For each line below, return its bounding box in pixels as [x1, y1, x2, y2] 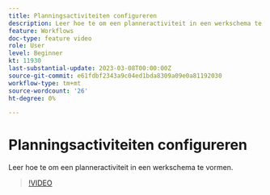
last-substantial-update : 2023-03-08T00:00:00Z [8, 64, 172, 73]
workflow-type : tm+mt [8, 79, 82, 87]
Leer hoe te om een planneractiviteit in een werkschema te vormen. [8, 163, 234, 172]
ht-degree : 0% [8, 94, 57, 102]
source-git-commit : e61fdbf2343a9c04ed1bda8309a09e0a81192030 [8, 72, 222, 80]
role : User [8, 42, 45, 50]
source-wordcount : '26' [8, 86, 89, 95]
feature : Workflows [8, 27, 74, 35]
